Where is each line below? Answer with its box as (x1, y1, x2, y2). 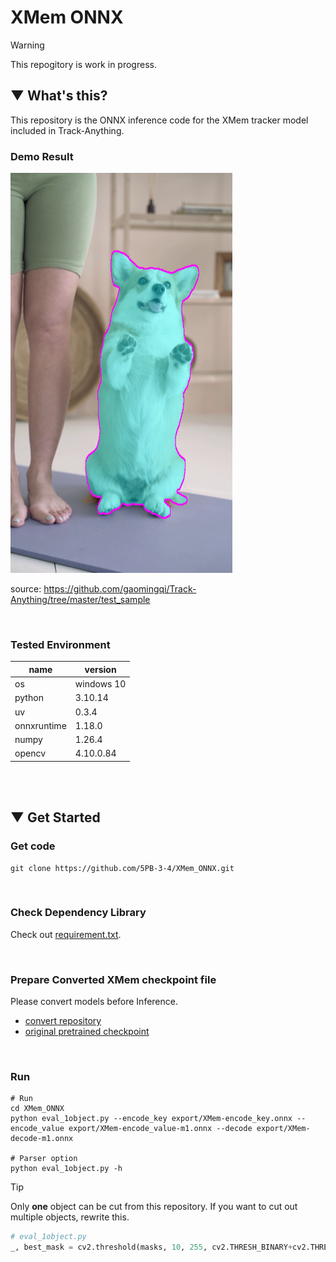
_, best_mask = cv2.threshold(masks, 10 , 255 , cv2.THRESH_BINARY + (10, 1242, 293, 1253)
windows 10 (74, 678, 127, 690)
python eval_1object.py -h (10, 1164, 123, 1174)
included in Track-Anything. (10, 124, 125, 136)
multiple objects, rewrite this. (10, 1211, 130, 1223)
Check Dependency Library (10, 906, 147, 920)
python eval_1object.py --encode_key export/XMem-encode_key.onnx (10, 1114, 293, 1124)
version (84, 663, 117, 675)
